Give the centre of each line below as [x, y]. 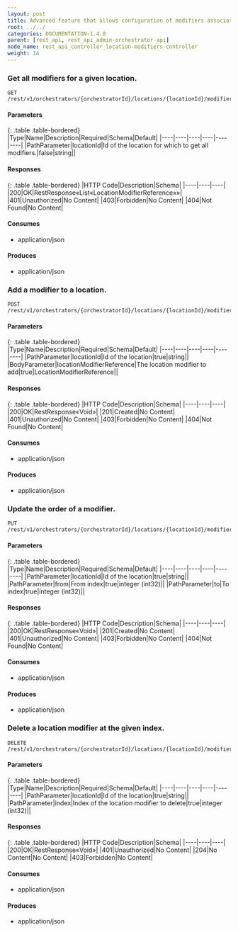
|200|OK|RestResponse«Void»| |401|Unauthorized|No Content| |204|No [112, 850]
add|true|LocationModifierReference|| [63, 372]
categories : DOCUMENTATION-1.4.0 [57, 34]
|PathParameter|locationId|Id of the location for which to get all [117, 145]
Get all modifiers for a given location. [72, 78]
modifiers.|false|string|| [42, 153]
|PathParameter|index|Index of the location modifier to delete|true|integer [115, 803]
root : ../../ [27, 27]
